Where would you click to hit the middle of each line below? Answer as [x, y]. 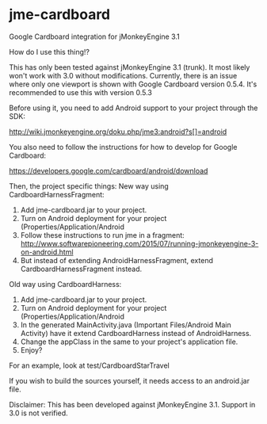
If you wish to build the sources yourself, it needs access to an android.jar [130, 380]
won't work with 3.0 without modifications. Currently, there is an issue [123, 75]
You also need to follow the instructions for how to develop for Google [123, 147]
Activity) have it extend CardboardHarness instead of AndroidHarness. [136, 333]
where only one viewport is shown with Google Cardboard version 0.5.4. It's [133, 84]
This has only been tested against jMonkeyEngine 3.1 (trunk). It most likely [130, 67]
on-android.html [47, 252]
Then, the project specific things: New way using [89, 186]
